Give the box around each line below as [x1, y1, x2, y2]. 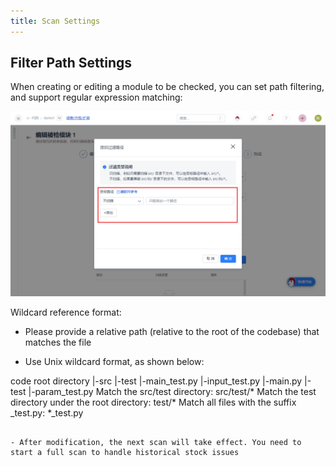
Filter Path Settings [10, 55, 133, 72]
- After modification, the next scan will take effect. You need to [10, 437, 302, 447]
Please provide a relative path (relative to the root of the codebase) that [24, 325, 320, 337]
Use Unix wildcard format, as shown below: [24, 355, 205, 367]
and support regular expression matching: [10, 91, 183, 104]
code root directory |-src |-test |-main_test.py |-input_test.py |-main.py [10, 375, 303, 387]
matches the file [24, 336, 92, 348]
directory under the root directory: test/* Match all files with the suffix [10, 396, 297, 408]
